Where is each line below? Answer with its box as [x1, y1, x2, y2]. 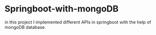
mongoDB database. [4, 24, 46, 30]
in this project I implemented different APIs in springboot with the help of [4, 19, 152, 25]
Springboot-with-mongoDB [4, 3, 119, 14]
